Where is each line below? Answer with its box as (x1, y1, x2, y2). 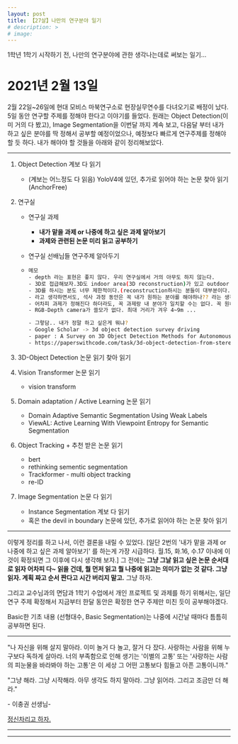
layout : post (7, 10, 46, 18)
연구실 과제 (28, 213, 59, 221)
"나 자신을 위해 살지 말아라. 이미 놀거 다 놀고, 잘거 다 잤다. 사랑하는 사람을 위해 (7, 643, 223, 651)
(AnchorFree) (28, 183, 68, 191)
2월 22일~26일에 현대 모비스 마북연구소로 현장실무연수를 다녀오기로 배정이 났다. (7, 103, 229, 111)
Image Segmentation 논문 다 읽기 (17, 492, 113, 501)
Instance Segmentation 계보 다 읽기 (28, 507, 130, 516)
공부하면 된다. (7, 621, 46, 630)
